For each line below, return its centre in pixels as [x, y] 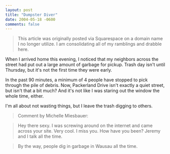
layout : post [19, 10]
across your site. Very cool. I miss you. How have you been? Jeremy [89, 131]
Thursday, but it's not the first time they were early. [59, 70]
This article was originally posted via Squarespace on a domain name [90, 39]
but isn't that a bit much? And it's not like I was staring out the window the [82, 91]
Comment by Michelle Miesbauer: [53, 116]
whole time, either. [25, 96]
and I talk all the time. [40, 136]
